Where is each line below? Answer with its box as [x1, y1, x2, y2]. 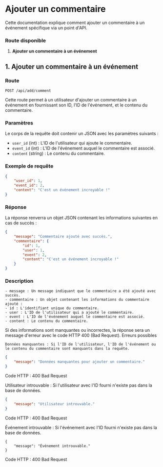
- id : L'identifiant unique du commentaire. [5, 306, 99, 311]
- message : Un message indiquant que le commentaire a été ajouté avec [5, 289, 156, 294]
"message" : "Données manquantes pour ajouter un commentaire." [14, 359, 145, 365]
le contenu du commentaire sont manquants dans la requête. [5, 346, 130, 351]
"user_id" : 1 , [14, 178, 42, 183]
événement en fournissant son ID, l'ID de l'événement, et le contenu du [5, 102, 148, 108]
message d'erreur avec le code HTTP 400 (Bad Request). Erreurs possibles [5, 332, 157, 339]
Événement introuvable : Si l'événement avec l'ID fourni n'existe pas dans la [5, 424, 157, 430]
